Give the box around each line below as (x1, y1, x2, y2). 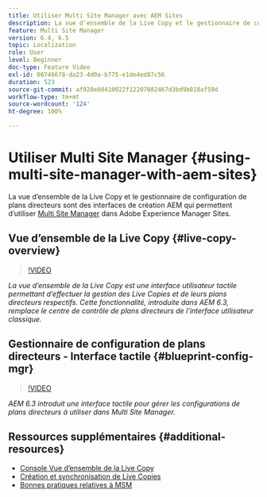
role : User (8, 48, 44, 56)
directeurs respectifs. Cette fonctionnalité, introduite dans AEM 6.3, (8, 297, 229, 306)
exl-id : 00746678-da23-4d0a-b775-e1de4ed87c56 (8, 71, 165, 79)
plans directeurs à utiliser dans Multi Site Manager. (8, 406, 176, 417)
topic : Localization (8, 41, 77, 49)
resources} (8, 442, 65, 456)
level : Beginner (8, 56, 62, 64)
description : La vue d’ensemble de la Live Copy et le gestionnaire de (8, 19, 250, 27)
